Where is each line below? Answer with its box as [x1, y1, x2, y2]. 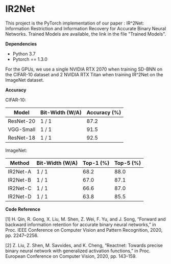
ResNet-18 [8, 134, 36, 141]
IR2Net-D [8, 193, 32, 200]
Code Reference [5, 206, 41, 212]
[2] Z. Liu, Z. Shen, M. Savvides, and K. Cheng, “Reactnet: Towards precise [5, 242, 163, 248]
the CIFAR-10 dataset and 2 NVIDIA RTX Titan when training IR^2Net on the [5, 71, 163, 77]
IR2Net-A [8, 168, 32, 175]
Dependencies [5, 40, 37, 47]
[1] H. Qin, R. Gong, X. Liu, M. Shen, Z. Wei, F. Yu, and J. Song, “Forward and [5, 216, 166, 222]
